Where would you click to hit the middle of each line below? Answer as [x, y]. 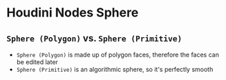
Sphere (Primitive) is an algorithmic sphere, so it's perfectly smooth [115, 69]
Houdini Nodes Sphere [73, 13]
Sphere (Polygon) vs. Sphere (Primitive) [94, 38]
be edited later [37, 62]
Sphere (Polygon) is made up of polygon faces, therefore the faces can [117, 54]
